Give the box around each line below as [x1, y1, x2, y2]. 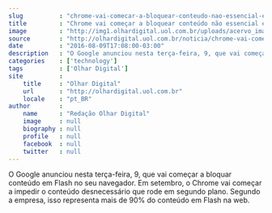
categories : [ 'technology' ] [8, 58, 117, 66]
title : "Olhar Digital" [23, 79, 121, 87]
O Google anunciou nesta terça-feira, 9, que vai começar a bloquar [8, 169, 232, 179]
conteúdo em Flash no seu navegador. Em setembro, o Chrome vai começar [8, 178, 262, 188]
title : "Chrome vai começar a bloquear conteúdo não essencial [8, 19, 259, 28]
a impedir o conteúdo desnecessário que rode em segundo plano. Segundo [8, 187, 261, 197]
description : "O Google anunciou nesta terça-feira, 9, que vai [8, 49, 241, 58]
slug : [8, 11, 63, 20]
